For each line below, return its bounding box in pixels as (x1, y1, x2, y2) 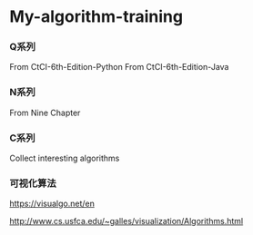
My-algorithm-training (9, 6, 184, 27)
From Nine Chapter (9, 107, 81, 118)
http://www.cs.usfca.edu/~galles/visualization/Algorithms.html (9, 216, 244, 227)
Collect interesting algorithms (9, 152, 120, 164)
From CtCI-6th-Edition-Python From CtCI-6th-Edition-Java (9, 62, 229, 73)
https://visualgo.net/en (9, 198, 96, 210)
